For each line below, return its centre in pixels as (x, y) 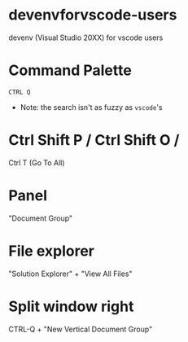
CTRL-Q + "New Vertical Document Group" (81, 329)
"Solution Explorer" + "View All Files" (70, 274)
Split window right (71, 306)
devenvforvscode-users (93, 15)
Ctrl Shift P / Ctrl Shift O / (94, 140)
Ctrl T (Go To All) (37, 162)
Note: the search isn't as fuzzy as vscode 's (91, 107)
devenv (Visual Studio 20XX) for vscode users (86, 37)
